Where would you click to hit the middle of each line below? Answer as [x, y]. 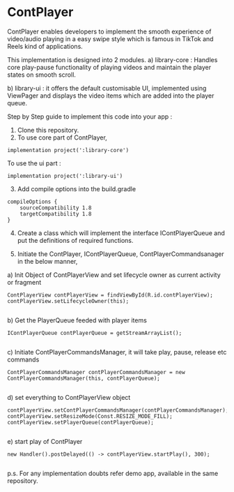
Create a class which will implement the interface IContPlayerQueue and [121, 233]
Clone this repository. [48, 130]
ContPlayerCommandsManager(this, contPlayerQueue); [84, 378]
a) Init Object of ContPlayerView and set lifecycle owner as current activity [114, 275]
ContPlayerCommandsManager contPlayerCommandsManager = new [96, 372]
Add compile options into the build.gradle [77, 188]
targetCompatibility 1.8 [56, 214]
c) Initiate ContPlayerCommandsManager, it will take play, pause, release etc [117, 352]
